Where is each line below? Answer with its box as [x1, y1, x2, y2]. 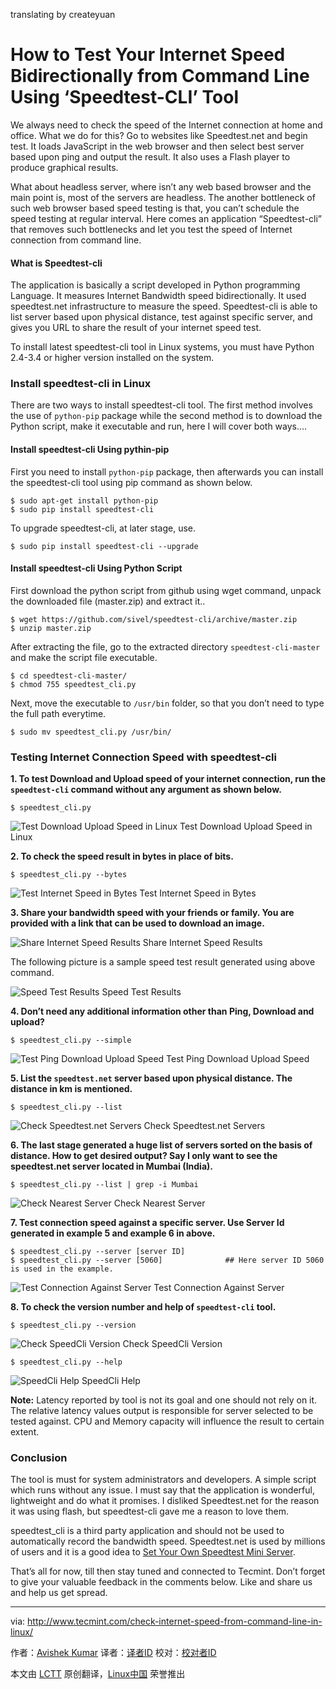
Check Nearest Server [113, 1197, 206, 1209]
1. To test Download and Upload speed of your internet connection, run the [10, 773, 326, 785]
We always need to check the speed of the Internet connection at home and [10, 119, 323, 131]
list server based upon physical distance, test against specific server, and [10, 311, 313, 323]
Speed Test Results [101, 986, 182, 998]
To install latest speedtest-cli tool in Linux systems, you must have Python [10, 341, 315, 353]
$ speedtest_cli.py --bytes [10, 870, 128, 880]
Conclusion [10, 1451, 68, 1465]
